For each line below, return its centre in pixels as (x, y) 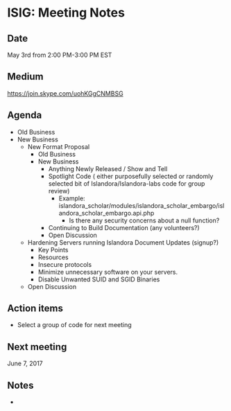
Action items (35, 309)
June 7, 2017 (25, 364)
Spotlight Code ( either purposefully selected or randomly (131, 176)
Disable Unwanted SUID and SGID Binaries (99, 279)
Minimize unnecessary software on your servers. (108, 272)
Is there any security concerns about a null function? (144, 220)
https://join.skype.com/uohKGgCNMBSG (65, 93)
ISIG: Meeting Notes (66, 13)
